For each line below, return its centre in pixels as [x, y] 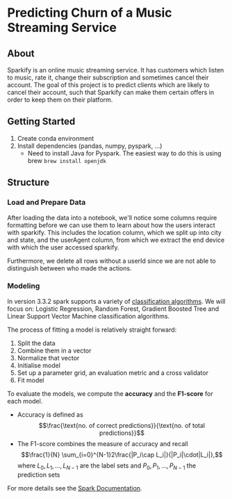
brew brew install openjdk [67, 160]
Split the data [36, 343]
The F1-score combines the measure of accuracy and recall [103, 443]
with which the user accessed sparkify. [63, 247]
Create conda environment [56, 138]
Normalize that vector [48, 358]
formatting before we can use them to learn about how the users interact [111, 225]
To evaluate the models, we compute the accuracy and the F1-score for [110, 393]
